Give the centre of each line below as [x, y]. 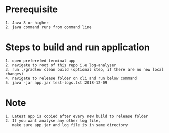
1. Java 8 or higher [27, 23]
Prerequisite [32, 9]
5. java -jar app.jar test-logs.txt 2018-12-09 [56, 83]
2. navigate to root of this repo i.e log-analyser [61, 65]
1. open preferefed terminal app [40, 61]
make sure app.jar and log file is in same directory [70, 125]
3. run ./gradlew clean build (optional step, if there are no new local [85, 69]
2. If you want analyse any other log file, [53, 121]
